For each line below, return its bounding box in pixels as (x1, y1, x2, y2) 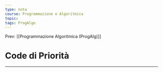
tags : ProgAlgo (5, 20, 36, 25)
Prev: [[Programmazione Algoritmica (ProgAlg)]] (5, 34, 101, 39)
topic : (5, 16, 18, 21)
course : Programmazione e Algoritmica (5, 12, 83, 16)
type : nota (5, 7, 27, 12)
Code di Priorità (5, 50, 69, 61)
